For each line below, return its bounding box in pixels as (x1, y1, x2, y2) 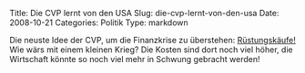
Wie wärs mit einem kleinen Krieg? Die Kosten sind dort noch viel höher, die (9, 44, 293, 55)
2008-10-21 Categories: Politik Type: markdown (9, 17, 188, 28)
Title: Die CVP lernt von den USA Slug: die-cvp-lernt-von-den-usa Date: (9, 8, 280, 18)
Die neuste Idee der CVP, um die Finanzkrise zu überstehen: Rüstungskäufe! (9, 35, 296, 45)
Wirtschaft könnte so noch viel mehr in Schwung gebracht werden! (9, 54, 261, 64)
